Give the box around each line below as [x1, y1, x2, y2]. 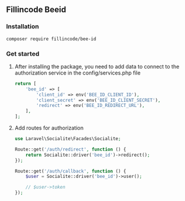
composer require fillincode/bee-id [6, 35, 96, 42]
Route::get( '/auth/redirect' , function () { [14, 146, 126, 153]
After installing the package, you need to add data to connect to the [14, 63, 180, 70]
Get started [6, 50, 40, 58]
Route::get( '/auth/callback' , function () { [14, 168, 126, 174]
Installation [6, 22, 40, 31]
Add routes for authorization [14, 124, 84, 132]
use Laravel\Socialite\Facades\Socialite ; [14, 136, 121, 142]
